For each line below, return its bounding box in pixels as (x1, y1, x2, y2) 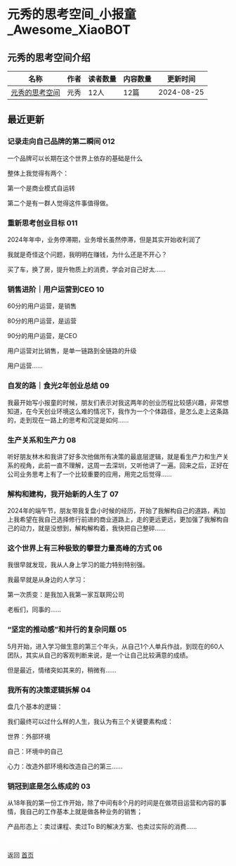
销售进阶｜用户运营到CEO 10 (7, 284, 105, 294)
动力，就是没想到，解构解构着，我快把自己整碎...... (19, 524, 166, 533)
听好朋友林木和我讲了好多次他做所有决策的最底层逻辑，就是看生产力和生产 (7, 452, 223, 460)
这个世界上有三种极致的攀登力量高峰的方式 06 (7, 543, 163, 553)
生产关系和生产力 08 (7, 435, 77, 445)
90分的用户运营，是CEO (7, 332, 77, 340)
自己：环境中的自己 (7, 747, 63, 756)
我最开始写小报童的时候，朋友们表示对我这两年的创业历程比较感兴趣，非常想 (7, 398, 229, 406)
